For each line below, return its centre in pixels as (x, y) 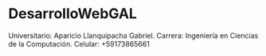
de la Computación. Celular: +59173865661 (79, 43)
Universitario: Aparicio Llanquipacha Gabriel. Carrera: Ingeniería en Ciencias (133, 35)
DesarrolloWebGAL (73, 14)
